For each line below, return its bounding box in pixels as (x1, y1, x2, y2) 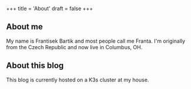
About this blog (6, 61, 64, 71)
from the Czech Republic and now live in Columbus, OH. (6, 43, 143, 50)
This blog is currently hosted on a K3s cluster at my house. (6, 76, 149, 83)
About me (6, 22, 43, 32)
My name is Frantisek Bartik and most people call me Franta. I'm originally (6, 37, 186, 44)
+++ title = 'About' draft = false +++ (6, 5, 93, 12)
